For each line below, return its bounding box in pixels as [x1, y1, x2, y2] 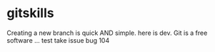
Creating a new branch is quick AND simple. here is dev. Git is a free [6, 28, 208, 37]
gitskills [6, 5, 54, 21]
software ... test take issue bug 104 [6, 36, 110, 44]
